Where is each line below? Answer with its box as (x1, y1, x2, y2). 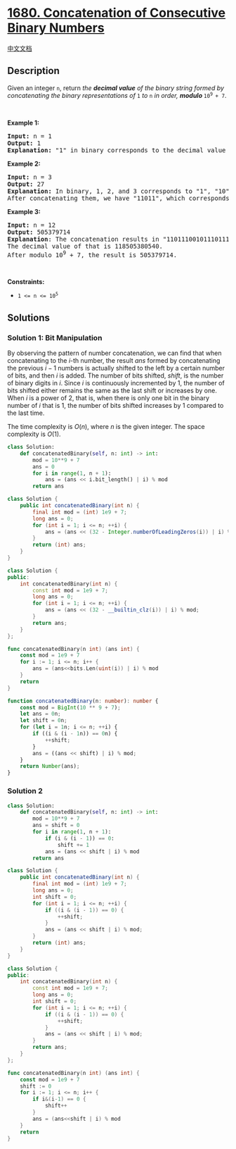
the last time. (7, 409, 45, 417)
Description (7, 65, 60, 77)
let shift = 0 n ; (20, 717, 68, 724)
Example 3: (7, 207, 41, 216)
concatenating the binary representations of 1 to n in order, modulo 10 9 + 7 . (7, 91, 227, 99)
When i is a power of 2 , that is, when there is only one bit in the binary (7, 394, 209, 402)
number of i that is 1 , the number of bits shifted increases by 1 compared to (7, 402, 224, 410)
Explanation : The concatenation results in (7, 235, 159, 243)
